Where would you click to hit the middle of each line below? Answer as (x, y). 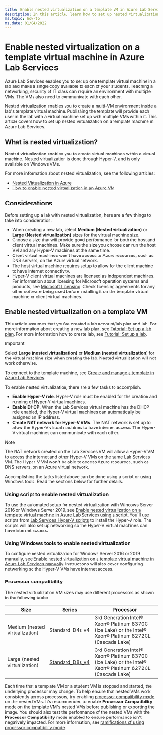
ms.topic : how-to (23, 18)
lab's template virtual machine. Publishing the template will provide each (77, 111)
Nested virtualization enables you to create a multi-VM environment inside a (81, 106)
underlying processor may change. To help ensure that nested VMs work (78, 691)
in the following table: (26, 598)
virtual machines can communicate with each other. (68, 432)
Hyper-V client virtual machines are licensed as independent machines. (83, 276)
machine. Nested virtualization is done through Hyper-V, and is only (73, 159)
